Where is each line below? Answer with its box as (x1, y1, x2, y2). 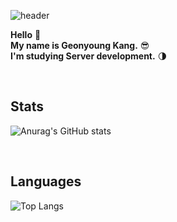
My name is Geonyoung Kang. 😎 (10, 40, 150, 51)
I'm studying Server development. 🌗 (10, 50, 168, 62)
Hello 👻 (10, 29, 42, 40)
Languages (10, 173, 82, 190)
